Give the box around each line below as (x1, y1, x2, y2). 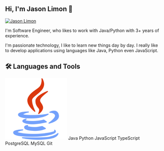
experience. (5, 32, 30, 38)
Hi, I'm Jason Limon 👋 (5, 5, 73, 13)
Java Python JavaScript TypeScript (68, 135, 140, 141)
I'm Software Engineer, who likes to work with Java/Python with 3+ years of (5, 28, 160, 33)
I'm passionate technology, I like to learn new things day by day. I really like (5, 42, 158, 48)
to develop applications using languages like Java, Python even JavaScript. (5, 47, 159, 53)
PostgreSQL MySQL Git (5, 140, 53, 146)
